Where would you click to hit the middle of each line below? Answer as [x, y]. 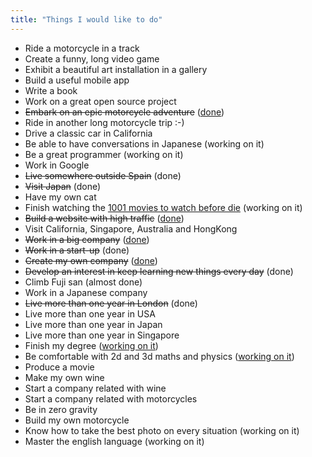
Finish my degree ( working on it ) [91, 345]
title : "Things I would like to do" [86, 19]
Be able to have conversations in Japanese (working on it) [144, 143]
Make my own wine [64, 377]
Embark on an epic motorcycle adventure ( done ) [124, 112]
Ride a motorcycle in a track [82, 48]
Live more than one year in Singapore [102, 335]
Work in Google [57, 165]
